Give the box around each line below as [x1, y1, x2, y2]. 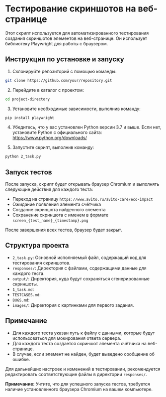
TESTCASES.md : [12, 291, 41, 297]
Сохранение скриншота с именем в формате [12, 212, 109, 218]
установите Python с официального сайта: [12, 130, 102, 135]
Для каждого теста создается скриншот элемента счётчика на [12, 340, 147, 346]
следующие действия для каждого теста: [5, 186, 93, 192]
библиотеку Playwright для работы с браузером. [5, 40, 108, 46]
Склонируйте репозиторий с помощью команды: [12, 68, 117, 74]
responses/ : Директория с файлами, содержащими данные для [12, 265, 147, 271]
